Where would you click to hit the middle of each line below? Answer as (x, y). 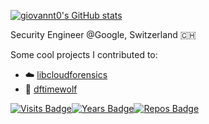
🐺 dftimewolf (51, 89)
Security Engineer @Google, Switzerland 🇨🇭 (103, 34)
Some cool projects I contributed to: (84, 54)
